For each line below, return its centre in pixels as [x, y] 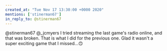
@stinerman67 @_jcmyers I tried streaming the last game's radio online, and [84, 33]
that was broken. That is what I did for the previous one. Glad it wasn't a [79, 38]
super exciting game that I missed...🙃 [44, 44]
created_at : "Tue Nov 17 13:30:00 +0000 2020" [54, 10]
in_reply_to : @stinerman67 [33, 19]
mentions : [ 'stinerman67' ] [33, 14]
